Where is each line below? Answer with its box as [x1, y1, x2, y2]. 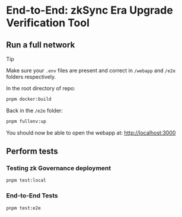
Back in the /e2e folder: [6, 107, 63, 114]
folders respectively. [6, 74, 56, 80]
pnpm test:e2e [6, 205, 41, 211]
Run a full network [6, 40, 75, 50]
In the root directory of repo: [6, 85, 76, 92]
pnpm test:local [6, 177, 46, 184]
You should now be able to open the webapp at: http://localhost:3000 [6, 129, 176, 136]
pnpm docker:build [6, 96, 52, 102]
